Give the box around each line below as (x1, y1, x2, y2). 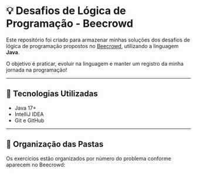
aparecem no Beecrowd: (6, 161, 66, 168)
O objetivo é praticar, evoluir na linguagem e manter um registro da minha (6, 60, 184, 67)
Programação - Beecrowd (6, 17, 134, 30)
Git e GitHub (14, 117, 45, 124)
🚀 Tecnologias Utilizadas (6, 89, 98, 99)
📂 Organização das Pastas (6, 139, 104, 149)
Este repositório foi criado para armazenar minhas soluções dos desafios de (6, 36, 191, 43)
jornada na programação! (6, 66, 67, 73)
